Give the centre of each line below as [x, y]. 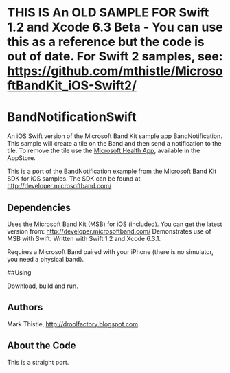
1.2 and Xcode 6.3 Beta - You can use [115, 27]
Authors [25, 307]
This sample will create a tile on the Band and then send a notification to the [114, 144]
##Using [19, 272]
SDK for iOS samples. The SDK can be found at [74, 179]
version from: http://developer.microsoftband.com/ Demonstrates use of [109, 231]
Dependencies [39, 207]
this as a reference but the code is [106, 42]
